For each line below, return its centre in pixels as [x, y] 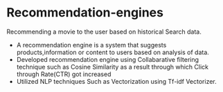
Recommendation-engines [85, 13]
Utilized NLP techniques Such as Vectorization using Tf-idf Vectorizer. [117, 81]
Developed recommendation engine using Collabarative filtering [107, 59]
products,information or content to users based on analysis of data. [113, 52]
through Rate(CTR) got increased [64, 74]
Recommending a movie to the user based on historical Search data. [104, 32]
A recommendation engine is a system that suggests [91, 45]
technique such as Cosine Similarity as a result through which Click [113, 67]
